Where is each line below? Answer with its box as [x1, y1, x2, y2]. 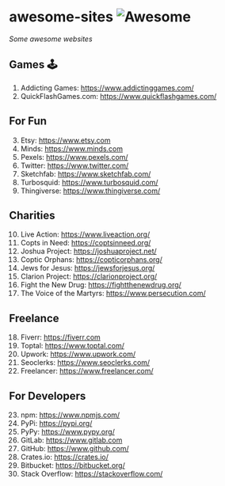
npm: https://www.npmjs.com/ [20, 410, 120, 420]
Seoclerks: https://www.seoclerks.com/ [20, 358, 151, 367]
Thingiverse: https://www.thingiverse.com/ [20, 186, 161, 196]
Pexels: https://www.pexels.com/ [20, 152, 129, 161]
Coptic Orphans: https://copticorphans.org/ [20, 255, 163, 264]
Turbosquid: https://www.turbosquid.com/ [20, 177, 158, 187]
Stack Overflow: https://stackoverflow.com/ [20, 469, 163, 478]
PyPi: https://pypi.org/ [20, 419, 93, 427]
